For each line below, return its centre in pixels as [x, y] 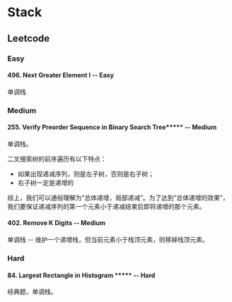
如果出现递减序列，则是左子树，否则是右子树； [86, 174]
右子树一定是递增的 [46, 182]
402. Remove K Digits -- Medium [57, 223]
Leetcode [29, 38]
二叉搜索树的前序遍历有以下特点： [57, 159]
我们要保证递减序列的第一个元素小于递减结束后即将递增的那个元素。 [106, 206]
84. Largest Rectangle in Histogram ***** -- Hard [81, 275]
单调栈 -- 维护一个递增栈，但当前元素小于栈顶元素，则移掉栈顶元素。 [108, 240]
